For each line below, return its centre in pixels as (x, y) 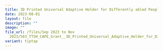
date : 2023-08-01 (23, 14)
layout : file (18, 18)
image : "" (15, 28)
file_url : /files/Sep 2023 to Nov (40, 32)
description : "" (21, 23)
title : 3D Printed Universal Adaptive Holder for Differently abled (76, 9)
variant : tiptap (21, 41)
